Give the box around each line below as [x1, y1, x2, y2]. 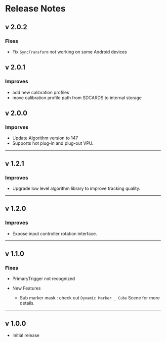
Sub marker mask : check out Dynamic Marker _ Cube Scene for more [19, 295, 160, 301]
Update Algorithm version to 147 [12, 135, 78, 141]
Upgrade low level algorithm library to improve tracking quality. [12, 185, 141, 191]
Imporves [5, 123, 29, 130]
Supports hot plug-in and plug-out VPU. [12, 140, 94, 146]
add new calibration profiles [12, 89, 69, 95]
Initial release [12, 333, 40, 339]
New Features [12, 285, 41, 291]
